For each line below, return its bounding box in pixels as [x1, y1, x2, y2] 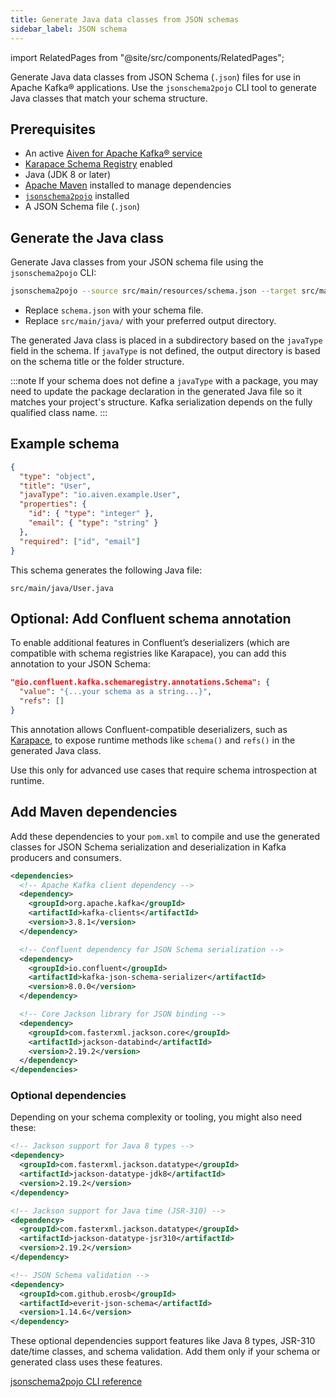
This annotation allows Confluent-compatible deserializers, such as [10, 723, 288, 735]
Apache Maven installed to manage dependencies [24, 179, 232, 191]
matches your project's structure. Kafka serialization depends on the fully [10, 396, 313, 408]
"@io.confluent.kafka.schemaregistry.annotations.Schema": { [10, 677, 271, 688]
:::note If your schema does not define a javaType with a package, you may [10, 375, 319, 386]
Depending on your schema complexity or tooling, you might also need [10, 1111, 302, 1123]
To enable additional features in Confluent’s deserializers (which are [10, 637, 290, 649]
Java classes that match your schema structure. [10, 92, 208, 104]
